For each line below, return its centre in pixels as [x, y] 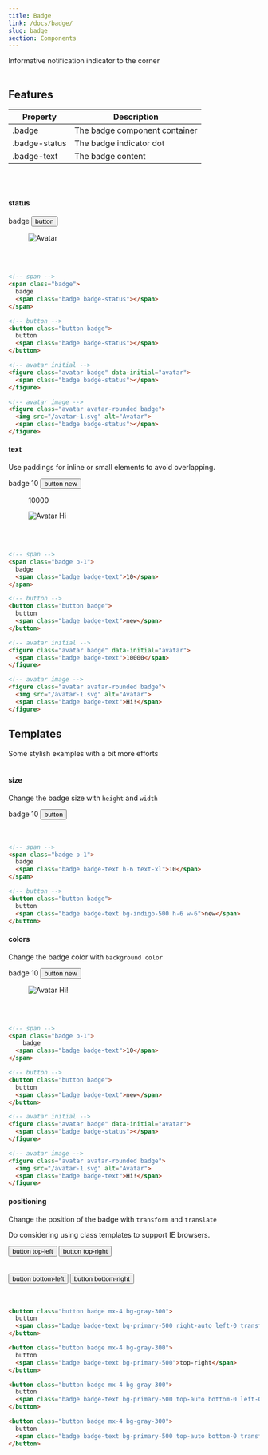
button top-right [85, 1251]
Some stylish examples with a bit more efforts [83, 753]
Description [136, 117]
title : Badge [30, 16]
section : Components [43, 38]
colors [19, 939]
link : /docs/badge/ [41, 23]
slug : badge [28, 30]
